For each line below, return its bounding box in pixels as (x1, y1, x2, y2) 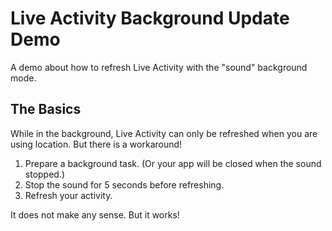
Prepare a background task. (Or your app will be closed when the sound (24, 157, 322, 169)
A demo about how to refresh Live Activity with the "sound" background (10, 61, 308, 73)
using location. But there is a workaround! (10, 138, 183, 150)
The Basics (10, 101, 82, 118)
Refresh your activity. (24, 189, 113, 201)
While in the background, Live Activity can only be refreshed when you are (10, 127, 318, 139)
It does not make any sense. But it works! (10, 208, 180, 221)
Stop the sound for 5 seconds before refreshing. (24, 178, 225, 191)
